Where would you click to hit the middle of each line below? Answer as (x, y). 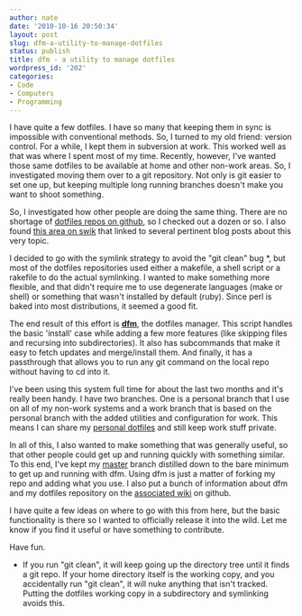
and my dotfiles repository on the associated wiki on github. (120, 493)
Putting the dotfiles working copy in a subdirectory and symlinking (145, 593)
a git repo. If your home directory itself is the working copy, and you (148, 574)
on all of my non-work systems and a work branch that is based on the (141, 408)
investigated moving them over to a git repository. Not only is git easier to (146, 175)
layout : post (34, 34)
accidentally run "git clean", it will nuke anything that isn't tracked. (145, 584)
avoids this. (44, 603)
